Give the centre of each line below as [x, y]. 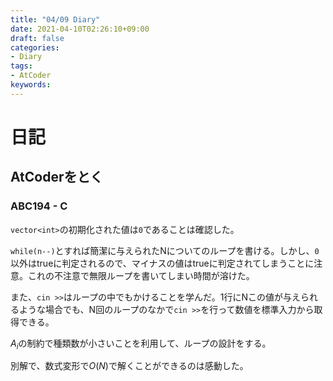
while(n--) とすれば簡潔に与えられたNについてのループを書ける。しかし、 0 [165, 250]
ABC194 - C [39, 206]
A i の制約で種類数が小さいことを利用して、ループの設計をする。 [141, 344]
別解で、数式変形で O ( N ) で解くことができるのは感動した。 [129, 366]
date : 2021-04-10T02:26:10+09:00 [80, 29]
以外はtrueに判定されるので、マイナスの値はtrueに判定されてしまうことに [162, 263]
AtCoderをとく [56, 177]
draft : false [37, 38]
